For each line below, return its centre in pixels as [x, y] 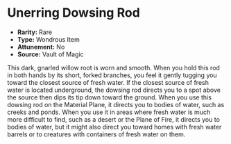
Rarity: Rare [35, 32]
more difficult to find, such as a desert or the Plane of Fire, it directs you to [114, 119]
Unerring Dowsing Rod [74, 13]
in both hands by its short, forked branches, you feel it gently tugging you [112, 75]
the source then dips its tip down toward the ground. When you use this [109, 97]
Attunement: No [41, 47]
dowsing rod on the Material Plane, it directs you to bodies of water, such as [116, 104]
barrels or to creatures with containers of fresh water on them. [96, 134]
